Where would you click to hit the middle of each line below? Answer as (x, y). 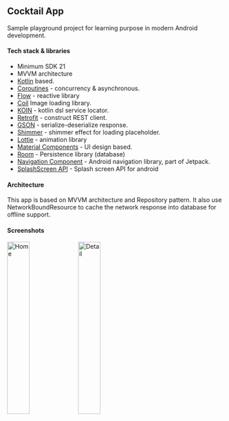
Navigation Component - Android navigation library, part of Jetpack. (114, 162)
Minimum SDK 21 (41, 66)
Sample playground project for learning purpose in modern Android (102, 28)
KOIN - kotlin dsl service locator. (63, 110)
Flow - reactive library (48, 96)
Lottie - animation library (52, 140)
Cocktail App (35, 11)
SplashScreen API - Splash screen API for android (88, 169)
